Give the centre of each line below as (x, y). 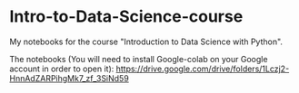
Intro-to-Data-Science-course (126, 17)
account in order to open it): (62, 69)
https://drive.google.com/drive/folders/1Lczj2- (203, 69)
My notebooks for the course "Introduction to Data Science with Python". (146, 42)
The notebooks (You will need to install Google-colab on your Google (139, 59)
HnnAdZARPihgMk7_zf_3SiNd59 (69, 78)
